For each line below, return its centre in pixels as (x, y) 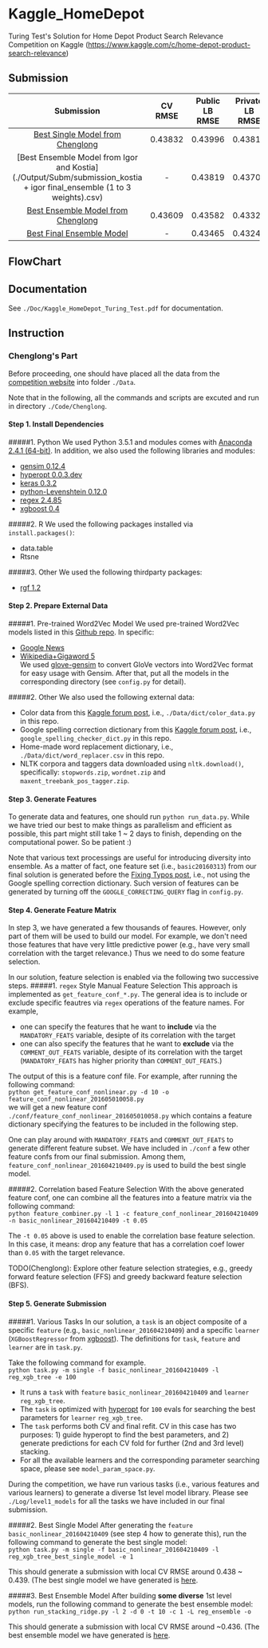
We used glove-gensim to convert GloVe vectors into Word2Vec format (136, 665)
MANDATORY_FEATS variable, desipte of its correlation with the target (128, 1035)
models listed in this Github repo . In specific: (81, 632)
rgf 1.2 (30, 587)
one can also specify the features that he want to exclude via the (126, 1044)
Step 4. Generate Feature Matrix (63, 910)
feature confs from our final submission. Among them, (97, 1157)
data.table (36, 548)
